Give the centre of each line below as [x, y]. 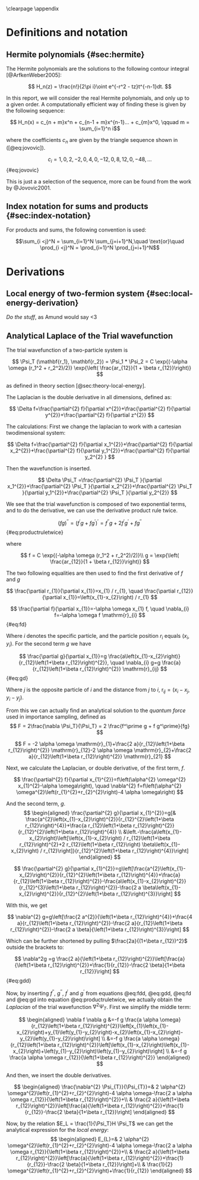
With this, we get [27, 906]
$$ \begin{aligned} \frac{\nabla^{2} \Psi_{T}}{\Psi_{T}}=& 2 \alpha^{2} [100, 1087]
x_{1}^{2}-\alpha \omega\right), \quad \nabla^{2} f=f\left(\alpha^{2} [100, 786]
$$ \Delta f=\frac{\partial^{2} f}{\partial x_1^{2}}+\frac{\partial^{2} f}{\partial [100, 444]
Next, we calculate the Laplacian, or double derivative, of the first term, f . [96, 768]
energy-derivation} [42, 303]
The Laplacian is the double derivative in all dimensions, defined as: [89, 397]
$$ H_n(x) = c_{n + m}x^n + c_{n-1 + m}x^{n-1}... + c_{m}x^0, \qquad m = [100, 122]
